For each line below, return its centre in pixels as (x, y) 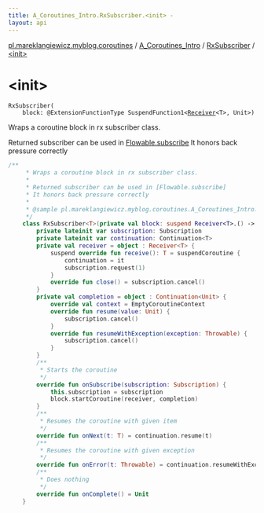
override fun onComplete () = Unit (93, 494)
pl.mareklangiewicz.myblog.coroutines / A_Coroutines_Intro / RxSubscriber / (132, 45)
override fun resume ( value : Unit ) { (110, 311)
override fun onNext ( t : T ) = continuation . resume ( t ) (125, 436)
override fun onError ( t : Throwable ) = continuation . (125, 465)
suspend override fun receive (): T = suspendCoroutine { (145, 253)
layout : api (27, 23)
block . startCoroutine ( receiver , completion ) (124, 399)
